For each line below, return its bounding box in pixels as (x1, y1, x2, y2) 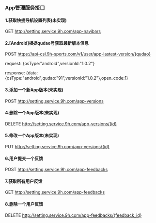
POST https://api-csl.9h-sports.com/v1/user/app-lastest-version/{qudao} (5, 51, 151, 57)
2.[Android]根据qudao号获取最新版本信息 (5, 40, 89, 46)
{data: (26, 70, 38, 76)
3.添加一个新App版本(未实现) (5, 86, 64, 93)
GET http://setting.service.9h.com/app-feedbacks (5, 189, 105, 195)
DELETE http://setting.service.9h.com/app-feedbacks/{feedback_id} (5, 212, 142, 218)
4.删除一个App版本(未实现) (5, 110, 60, 116)
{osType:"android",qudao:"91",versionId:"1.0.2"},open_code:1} (5, 75, 128, 81)
